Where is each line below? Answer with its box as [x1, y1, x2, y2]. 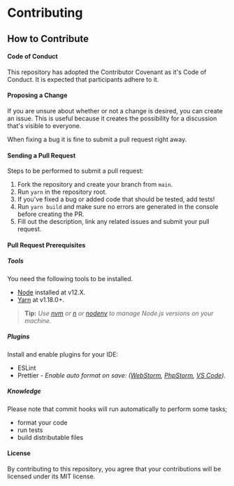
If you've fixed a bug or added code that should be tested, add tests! [17, 195, 215, 203]
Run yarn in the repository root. [17, 187, 107, 196]
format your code [17, 418, 68, 427]
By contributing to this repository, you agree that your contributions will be [7, 464, 221, 473]
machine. [24, 316, 52, 324]
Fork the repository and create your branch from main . [17, 180, 173, 189]
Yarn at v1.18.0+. [17, 295, 65, 303]
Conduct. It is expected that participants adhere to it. [7, 75, 159, 83]
